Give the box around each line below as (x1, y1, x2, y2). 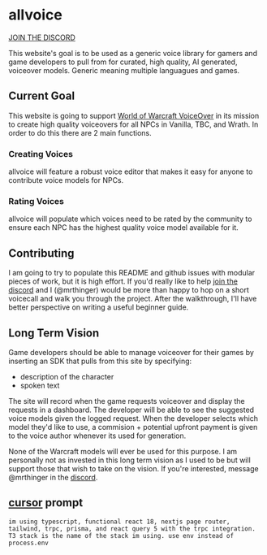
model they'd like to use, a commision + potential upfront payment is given (8, 422, 258, 431)
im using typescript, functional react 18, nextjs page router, (8, 518, 230, 526)
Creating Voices (8, 148, 73, 159)
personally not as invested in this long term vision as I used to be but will (8, 455, 252, 465)
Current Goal (8, 89, 75, 103)
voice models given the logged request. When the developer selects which (8, 413, 258, 423)
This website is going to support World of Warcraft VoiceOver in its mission (8, 111, 260, 120)
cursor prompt (8, 496, 84, 509)
